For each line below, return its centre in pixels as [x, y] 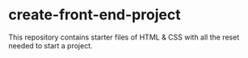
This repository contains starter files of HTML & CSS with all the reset [124, 37]
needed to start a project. [50, 45]
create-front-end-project [95, 15]
